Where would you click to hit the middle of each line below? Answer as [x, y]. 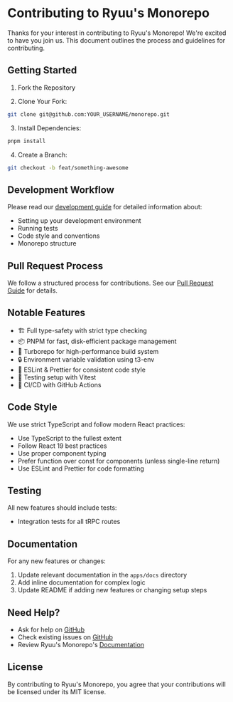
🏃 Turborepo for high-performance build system [88, 351]
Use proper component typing [62, 453]
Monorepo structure [47, 243]
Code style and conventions [59, 236]
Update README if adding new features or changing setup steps [112, 590]
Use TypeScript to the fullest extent [70, 438]
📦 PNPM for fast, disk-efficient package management [97, 341]
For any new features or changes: [57, 561]
